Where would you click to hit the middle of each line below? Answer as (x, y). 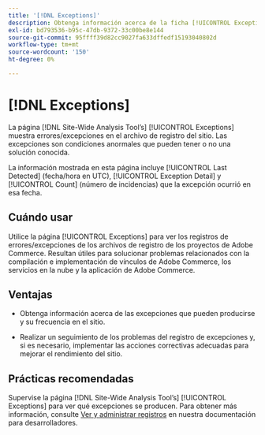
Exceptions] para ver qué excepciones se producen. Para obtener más (123, 406)
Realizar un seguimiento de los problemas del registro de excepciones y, (137, 337)
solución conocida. (39, 152)
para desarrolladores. (43, 423)
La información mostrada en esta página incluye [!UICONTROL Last (118, 167)
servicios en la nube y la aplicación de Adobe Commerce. (102, 270)
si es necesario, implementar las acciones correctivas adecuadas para (134, 346)
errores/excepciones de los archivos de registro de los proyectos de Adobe (131, 244)
